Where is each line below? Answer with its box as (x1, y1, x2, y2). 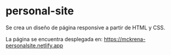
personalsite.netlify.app (5, 42, 63, 49)
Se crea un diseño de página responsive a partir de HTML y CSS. (5, 24, 166, 31)
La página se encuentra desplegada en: (5, 35, 103, 42)
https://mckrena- (104, 35, 146, 42)
